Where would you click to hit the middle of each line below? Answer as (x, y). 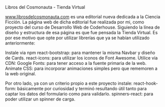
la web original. (21, 74)
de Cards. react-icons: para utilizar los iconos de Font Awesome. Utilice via (82, 58)
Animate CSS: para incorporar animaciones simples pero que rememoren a (81, 68)
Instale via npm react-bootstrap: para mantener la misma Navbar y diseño (80, 53)
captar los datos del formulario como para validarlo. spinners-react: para (79, 94)
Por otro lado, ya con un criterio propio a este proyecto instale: (69, 83)
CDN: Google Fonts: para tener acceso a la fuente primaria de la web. (76, 63)
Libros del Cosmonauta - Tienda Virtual (45, 7)
